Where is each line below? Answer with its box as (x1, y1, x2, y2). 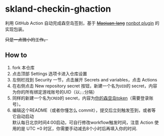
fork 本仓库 (12, 64, 35, 70)
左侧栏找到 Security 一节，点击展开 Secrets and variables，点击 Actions (12, 77, 158, 82)
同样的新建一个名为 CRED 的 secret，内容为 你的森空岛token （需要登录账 (12, 95, 154, 101)
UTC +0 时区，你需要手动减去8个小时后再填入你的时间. (26, 125, 138, 131)
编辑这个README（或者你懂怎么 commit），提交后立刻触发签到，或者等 (12, 107, 156, 113)
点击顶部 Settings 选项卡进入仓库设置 (12, 71, 87, 77)
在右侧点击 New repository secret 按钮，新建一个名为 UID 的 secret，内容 (12, 83, 158, 89)
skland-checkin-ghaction (5, 3, 111, 15)
